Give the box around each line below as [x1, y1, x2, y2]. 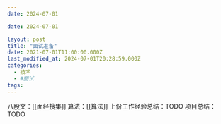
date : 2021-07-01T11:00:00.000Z [7, 49, 103, 56]
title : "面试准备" [7, 42, 58, 49]
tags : [7, 82, 23, 89]
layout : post [7, 36, 46, 43]
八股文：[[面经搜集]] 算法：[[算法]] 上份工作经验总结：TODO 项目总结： [7, 101, 216, 110]
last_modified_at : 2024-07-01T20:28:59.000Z [7, 56, 141, 63]
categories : [7, 62, 42, 69]
